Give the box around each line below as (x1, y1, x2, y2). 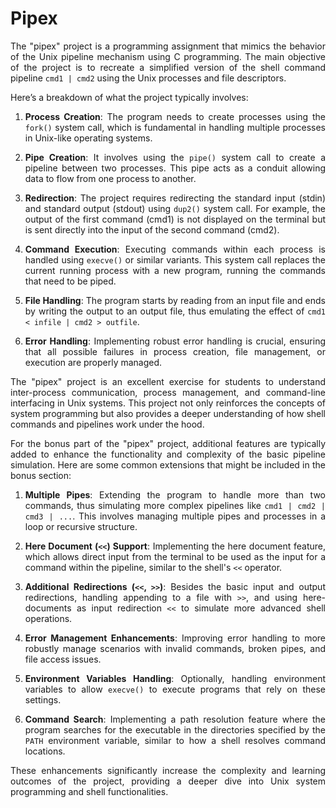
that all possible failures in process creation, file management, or (24, 345, 326, 357)
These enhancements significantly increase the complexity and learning (10, 764, 326, 776)
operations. (24, 612, 73, 624)
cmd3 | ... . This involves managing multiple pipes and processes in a (24, 510, 326, 522)
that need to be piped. (24, 275, 117, 287)
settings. (24, 693, 62, 706)
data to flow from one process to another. (24, 172, 197, 184)
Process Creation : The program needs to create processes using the (24, 110, 326, 122)
